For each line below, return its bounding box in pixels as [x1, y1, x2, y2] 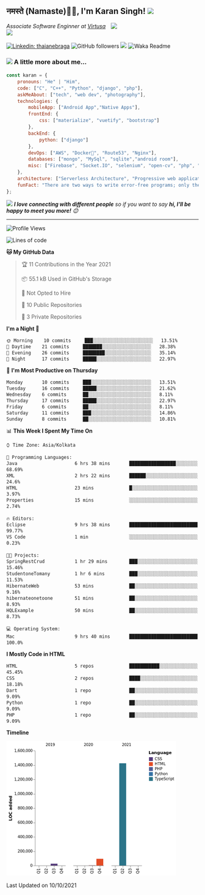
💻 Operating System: [6, 625, 61, 632]
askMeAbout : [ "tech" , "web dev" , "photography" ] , [17, 91, 146, 98]
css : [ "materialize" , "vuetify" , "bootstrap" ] [38, 118, 160, 124]
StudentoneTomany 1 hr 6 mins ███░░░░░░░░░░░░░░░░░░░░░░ [6, 570, 198, 576]
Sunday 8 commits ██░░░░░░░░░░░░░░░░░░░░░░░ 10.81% [6, 416, 176, 422]
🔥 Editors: [6, 515, 35, 521]
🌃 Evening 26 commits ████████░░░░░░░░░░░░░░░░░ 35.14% [6, 350, 176, 356]
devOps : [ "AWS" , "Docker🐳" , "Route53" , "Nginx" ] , [28, 149, 157, 156]
